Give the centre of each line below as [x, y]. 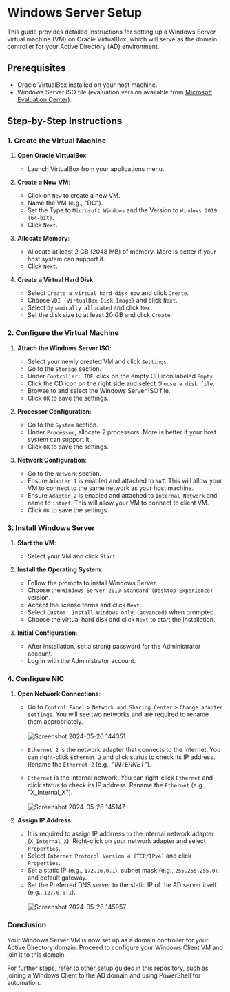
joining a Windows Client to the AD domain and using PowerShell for [104, 975]
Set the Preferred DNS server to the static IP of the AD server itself [122, 885]
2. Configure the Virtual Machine [63, 333]
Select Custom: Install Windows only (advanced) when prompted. [122, 612]
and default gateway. [57, 878]
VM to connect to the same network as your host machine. [111, 488]
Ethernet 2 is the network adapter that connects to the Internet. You [124, 750]
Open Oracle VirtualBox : [52, 156]
